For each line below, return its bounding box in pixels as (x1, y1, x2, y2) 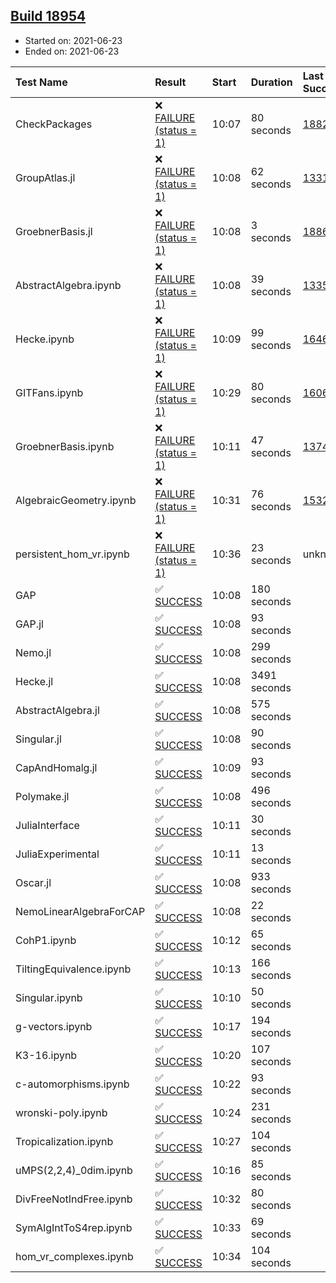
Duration (250, 75, 293, 89)
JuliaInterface (15, 818, 80, 832)
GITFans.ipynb (15, 385, 84, 399)
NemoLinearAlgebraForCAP (15, 904, 146, 918)
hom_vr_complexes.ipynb (15, 1249, 134, 1263)
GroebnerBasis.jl (15, 224, 93, 238)
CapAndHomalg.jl (15, 760, 98, 774)
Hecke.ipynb (15, 332, 75, 346)
